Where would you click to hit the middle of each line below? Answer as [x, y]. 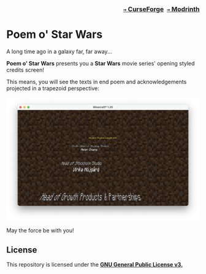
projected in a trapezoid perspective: [53, 88]
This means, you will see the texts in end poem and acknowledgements [97, 82]
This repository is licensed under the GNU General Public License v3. [95, 265]
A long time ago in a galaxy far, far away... [59, 51]
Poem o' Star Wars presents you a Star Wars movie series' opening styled [101, 63]
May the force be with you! [40, 230]
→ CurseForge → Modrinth [161, 9]
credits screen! [25, 70]
